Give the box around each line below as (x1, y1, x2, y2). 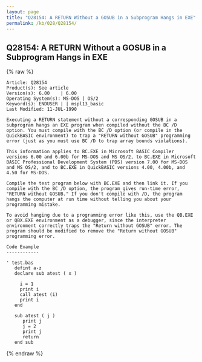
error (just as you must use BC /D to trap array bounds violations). (6, 138, 188, 144)
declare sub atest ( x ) (14, 271, 77, 277)
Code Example (6, 244, 39, 250)
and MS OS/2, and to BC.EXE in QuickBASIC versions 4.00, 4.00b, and (6, 165, 186, 171)
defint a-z (14, 265, 42, 271)
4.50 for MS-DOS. (6, 170, 50, 176)
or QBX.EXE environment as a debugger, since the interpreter (6, 217, 166, 224)
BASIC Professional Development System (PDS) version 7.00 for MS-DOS (6, 159, 188, 165)
